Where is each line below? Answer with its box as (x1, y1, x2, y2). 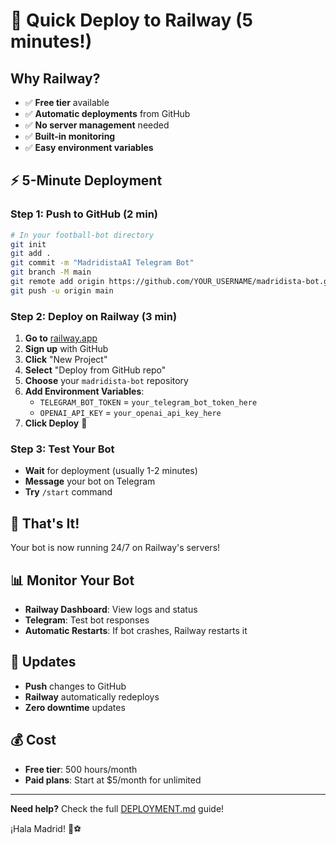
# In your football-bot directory (10, 230, 155, 240)
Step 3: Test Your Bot (10, 442, 115, 456)
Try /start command (24, 486, 113, 498)
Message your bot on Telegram (24, 475, 156, 488)
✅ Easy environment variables (24, 142, 154, 153)
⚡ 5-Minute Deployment (10, 172, 163, 189)
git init (10, 239, 47, 249)
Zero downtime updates (24, 701, 126, 713)
